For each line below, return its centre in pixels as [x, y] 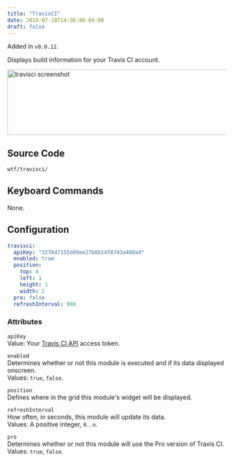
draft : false [26, 26]
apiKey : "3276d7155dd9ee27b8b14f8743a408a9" [79, 252]
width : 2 [32, 291]
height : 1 [34, 284]
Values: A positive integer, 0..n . [53, 424]
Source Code [36, 153]
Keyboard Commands [55, 191]
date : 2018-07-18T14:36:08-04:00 [56, 20]
